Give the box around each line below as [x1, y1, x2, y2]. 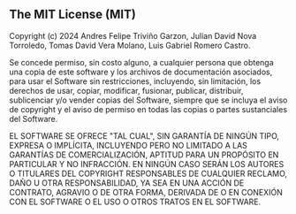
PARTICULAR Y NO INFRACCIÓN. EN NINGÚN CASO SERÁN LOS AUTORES [9, 158, 285, 169]
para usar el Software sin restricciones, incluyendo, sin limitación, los [9, 75, 262, 87]
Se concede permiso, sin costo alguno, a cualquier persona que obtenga [9, 57, 274, 67]
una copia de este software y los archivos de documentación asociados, [9, 66, 273, 77]
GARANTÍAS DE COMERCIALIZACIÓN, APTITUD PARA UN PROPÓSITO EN [9, 149, 279, 160]
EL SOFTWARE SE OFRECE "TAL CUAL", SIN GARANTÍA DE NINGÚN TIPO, [9, 130, 280, 141]
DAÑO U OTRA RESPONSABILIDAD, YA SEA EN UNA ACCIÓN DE [9, 177, 245, 188]
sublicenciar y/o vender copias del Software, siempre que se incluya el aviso [9, 95, 288, 105]
